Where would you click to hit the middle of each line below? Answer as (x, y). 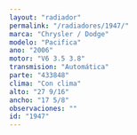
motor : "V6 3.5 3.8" (48, 59)
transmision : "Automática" (59, 67)
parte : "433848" (39, 75)
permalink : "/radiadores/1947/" (69, 26)
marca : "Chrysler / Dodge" (59, 34)
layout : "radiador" (45, 17)
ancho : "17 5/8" (39, 100)
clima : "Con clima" (45, 83)
